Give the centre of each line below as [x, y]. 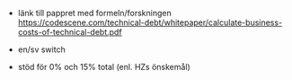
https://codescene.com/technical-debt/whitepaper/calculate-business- [150, 22]
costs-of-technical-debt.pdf [70, 32]
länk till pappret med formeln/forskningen [95, 13]
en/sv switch [41, 49]
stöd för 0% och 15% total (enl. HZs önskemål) [104, 67]
